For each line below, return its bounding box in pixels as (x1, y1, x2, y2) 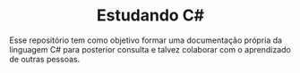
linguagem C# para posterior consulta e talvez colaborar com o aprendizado (9, 44, 291, 54)
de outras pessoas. (9, 53, 81, 64)
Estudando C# (96, 5, 205, 26)
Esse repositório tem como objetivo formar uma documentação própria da (9, 35, 283, 45)
